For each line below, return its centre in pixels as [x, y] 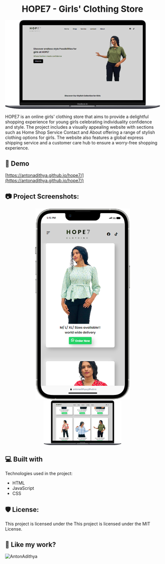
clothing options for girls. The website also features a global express [74, 138]
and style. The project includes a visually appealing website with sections [79, 127]
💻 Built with [24, 459]
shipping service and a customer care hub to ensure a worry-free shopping [81, 143]
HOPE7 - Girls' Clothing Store [82, 9]
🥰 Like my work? [31, 545]
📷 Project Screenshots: [42, 197]
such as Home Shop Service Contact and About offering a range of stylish [80, 132]
